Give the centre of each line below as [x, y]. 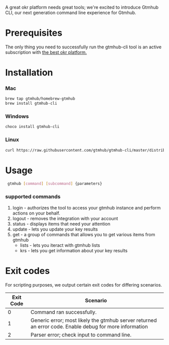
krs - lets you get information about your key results [74, 250]
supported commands [33, 197]
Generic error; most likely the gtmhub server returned [94, 320]
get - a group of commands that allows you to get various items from [84, 234]
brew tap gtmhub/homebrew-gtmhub [40, 99]
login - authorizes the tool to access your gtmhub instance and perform [87, 208]
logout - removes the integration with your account [65, 218]
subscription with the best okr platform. [46, 52]
